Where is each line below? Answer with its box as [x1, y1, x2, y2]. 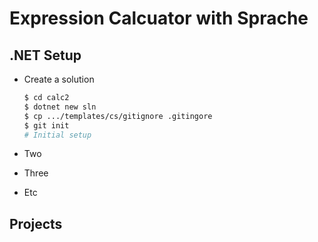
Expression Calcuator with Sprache [9, 7, 309, 30]
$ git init [23, 120, 70, 131]
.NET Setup [9, 47, 82, 64]
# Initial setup [23, 130, 92, 140]
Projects [9, 215, 63, 232]
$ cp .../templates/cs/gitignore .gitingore [23, 111, 213, 121]
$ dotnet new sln [23, 102, 97, 112]
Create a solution [23, 73, 95, 85]
